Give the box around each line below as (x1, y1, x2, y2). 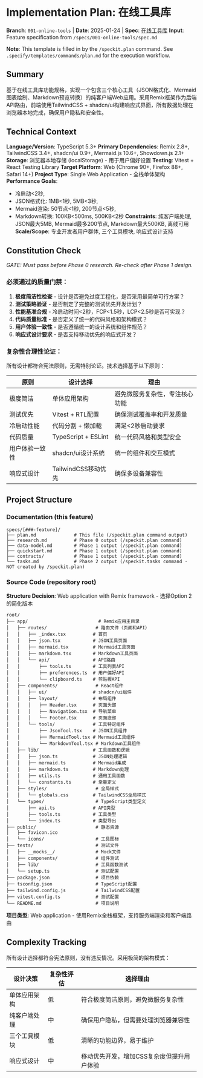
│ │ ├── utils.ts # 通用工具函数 (6, 773, 126, 779)
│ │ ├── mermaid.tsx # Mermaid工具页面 (6, 644, 136, 650)
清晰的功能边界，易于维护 (80, 1036, 154, 1045)
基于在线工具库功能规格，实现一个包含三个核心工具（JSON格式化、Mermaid (6, 86, 196, 93)
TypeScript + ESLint (52, 432, 109, 441)
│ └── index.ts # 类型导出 (6, 818, 117, 824)
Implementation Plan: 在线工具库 (6, 5, 172, 19)
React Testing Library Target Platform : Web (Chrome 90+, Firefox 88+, (6, 163, 183, 170)
